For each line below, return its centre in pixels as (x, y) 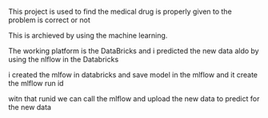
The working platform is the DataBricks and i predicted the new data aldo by (134, 51)
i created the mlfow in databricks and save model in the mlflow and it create (133, 75)
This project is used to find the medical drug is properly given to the (120, 12)
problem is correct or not (49, 20)
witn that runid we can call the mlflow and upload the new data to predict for (134, 98)
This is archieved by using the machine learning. (88, 35)
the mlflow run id (36, 83)
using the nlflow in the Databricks (64, 59)
